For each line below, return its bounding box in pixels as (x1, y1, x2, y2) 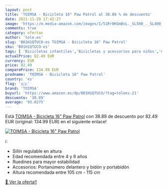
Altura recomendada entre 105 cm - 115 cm (12, 170, 100, 176)
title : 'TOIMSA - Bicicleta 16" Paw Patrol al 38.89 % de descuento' (5, 12, 153, 17)
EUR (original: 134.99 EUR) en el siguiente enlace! (5, 119, 107, 125)
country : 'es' (5, 77, 35, 82)
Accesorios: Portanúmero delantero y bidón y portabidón (12, 164, 129, 170)
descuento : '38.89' (5, 95, 46, 100)
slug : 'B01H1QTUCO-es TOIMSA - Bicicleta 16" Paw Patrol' (5, 40, 128, 45)
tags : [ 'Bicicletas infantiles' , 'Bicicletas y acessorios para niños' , (5, 49, 159, 54)
